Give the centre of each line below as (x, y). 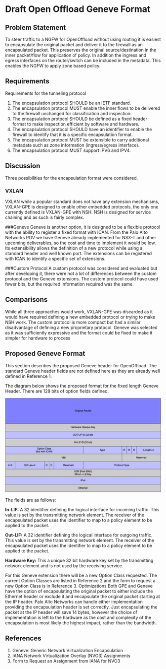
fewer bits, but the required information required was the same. (69, 284)
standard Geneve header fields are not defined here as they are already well (83, 371)
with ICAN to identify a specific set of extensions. (55, 259)
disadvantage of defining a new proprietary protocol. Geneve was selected (81, 327)
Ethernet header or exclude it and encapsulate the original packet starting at (83, 596)
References (23, 638)
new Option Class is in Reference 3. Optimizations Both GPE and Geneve (79, 586)
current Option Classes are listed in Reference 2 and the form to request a (80, 580)
